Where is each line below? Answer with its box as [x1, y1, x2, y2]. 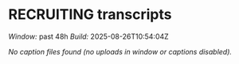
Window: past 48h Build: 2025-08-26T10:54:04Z [8, 32, 169, 41]
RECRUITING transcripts [8, 6, 173, 24]
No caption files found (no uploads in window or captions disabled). [8, 47, 233, 56]
